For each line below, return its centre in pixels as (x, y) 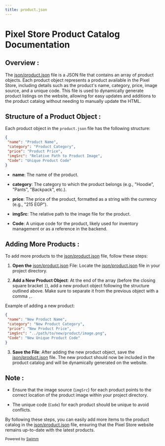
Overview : (22, 63)
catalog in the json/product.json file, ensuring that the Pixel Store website (80, 425)
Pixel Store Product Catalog (63, 34)
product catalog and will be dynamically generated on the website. (80, 362)
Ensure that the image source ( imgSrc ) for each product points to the (82, 390)
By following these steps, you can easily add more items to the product (77, 420)
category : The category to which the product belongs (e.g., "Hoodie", (83, 184)
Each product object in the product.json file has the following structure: (78, 129)
